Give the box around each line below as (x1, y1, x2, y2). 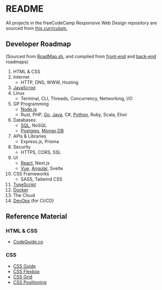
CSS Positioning (13, 279, 47, 285)
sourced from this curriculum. (6, 25, 68, 31)
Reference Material (6, 212, 67, 221)
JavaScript (13, 85, 36, 91)
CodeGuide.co (13, 239, 43, 245)
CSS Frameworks (13, 171, 49, 177)
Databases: (13, 117, 37, 123)
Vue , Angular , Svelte (20, 165, 64, 171)
